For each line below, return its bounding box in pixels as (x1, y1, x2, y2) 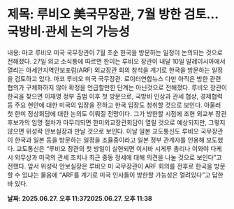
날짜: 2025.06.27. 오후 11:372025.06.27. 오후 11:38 (7, 194, 152, 203)
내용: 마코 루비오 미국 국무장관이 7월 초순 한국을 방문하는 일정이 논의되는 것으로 (7, 48, 224, 57)
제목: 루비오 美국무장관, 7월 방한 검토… (7, 6, 219, 22)
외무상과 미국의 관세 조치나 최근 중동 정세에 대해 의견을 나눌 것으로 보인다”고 (14, 153, 222, 161)
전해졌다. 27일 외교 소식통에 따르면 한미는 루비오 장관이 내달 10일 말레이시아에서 (7, 57, 226, 65)
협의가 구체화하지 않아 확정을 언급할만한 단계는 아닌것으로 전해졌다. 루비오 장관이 (7, 83, 228, 92)
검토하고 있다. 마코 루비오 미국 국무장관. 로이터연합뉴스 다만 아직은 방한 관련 (14, 74, 221, 82)
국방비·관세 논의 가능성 (7, 24, 131, 40)
